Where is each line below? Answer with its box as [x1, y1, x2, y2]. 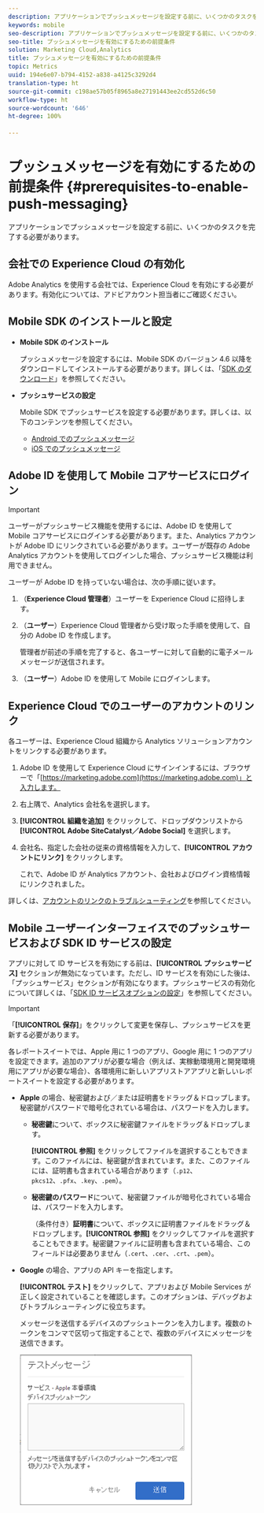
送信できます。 [19, 1338, 68, 1348]
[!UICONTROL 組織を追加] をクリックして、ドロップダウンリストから [19, 816, 244, 826]
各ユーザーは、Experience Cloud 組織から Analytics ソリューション [8, 737, 225, 746]
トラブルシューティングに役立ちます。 [26, 1302, 150, 1311]
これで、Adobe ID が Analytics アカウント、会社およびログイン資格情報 [19, 869, 251, 879]
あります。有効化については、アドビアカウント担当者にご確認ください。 [8, 289, 241, 299]
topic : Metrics [8, 63, 58, 71]
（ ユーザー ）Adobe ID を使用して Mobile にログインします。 [19, 674, 214, 683]
